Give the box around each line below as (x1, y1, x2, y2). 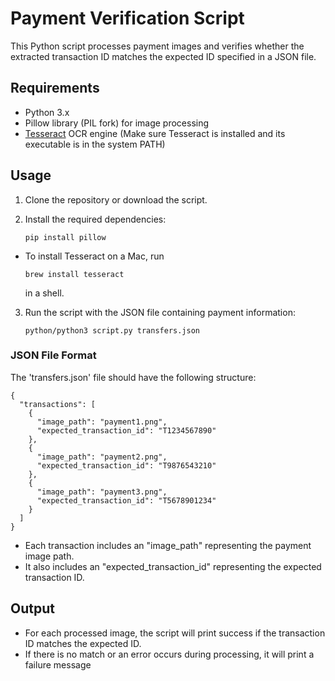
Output (10, 600, 55, 617)
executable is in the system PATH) (24, 138, 166, 150)
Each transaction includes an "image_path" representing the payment (24, 539, 312, 551)
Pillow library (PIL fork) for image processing (24, 117, 210, 129)
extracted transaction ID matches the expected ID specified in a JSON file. (10, 50, 317, 62)
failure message (24, 658, 92, 671)
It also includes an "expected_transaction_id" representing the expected (24, 560, 322, 572)
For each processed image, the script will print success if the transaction (24, 627, 326, 639)
